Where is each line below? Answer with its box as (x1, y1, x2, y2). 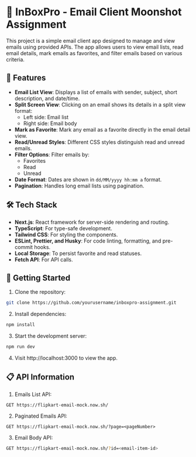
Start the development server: (14, 332, 87, 340)
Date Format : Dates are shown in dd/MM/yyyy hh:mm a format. (14, 176, 162, 183)
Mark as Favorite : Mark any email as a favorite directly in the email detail (14, 126, 190, 133)
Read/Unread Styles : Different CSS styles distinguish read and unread (14, 138, 185, 146)
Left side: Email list (23, 113, 69, 120)
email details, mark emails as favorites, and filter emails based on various (6, 49, 183, 56)
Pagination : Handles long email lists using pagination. (14, 182, 145, 189)
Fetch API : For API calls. (14, 256, 73, 263)
